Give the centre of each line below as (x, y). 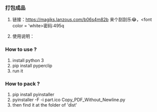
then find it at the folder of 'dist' (45, 105)
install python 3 (28, 60)
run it (18, 71)
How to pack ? (23, 84)
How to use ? (21, 50)
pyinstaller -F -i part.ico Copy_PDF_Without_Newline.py (69, 100)
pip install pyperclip (32, 65)
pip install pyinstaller (33, 94)
